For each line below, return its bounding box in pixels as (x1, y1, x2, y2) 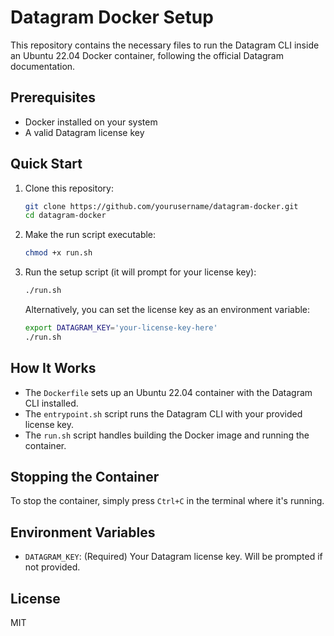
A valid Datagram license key (24, 126, 145, 138)
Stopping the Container (10, 469, 160, 486)
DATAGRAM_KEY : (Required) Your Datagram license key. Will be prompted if (24, 551, 323, 563)
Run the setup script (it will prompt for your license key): (24, 266, 257, 278)
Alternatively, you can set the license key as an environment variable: (24, 304, 311, 316)
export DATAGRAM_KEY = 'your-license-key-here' (24, 323, 218, 333)
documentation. (10, 60, 76, 72)
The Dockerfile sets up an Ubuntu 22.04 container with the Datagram (24, 386, 313, 398)
